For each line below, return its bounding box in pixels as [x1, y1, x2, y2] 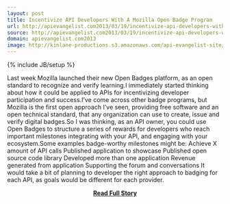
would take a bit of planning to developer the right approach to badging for [7, 168, 218, 177]
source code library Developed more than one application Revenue [7, 154, 196, 162]
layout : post [7, 10, 44, 17]
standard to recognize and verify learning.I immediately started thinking [7, 81, 209, 89]
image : [7, 42, 26, 49]
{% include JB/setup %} [7, 61, 75, 68]
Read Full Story [92, 189, 138, 197]
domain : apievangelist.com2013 [7, 36, 97, 42]
